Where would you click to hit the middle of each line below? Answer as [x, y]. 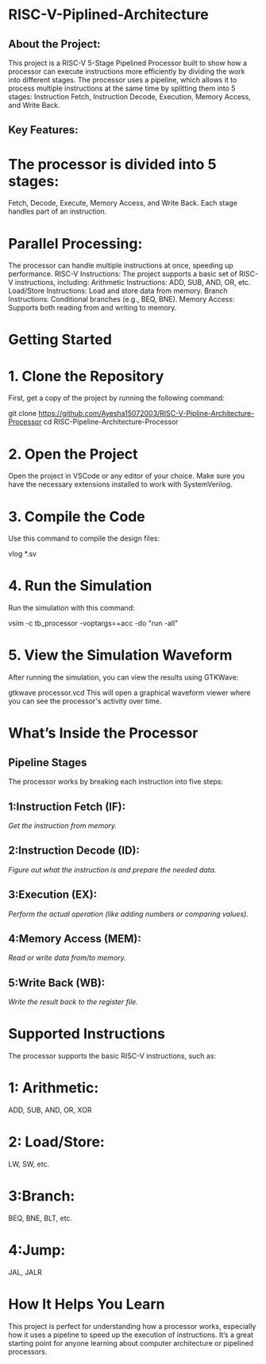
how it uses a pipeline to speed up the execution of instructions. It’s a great [131, 1335]
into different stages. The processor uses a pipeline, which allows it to [123, 80]
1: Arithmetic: [54, 1088]
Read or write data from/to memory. [67, 957]
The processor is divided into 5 [112, 164]
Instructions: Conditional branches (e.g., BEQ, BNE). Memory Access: [121, 299]
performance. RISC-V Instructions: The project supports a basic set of [123, 274]
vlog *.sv [23, 554]
